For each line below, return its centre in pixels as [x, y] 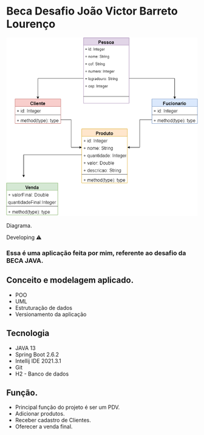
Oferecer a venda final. [44, 427]
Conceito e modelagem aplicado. [70, 280]
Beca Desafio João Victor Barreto [92, 11]
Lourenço [31, 24]
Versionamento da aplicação [51, 314]
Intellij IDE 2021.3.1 [38, 361]
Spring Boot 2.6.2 [37, 354]
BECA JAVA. [25, 261]
